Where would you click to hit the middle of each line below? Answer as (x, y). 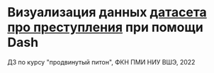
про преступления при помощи (106, 27)
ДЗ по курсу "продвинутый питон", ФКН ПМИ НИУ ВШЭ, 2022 (101, 62)
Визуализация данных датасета (107, 12)
